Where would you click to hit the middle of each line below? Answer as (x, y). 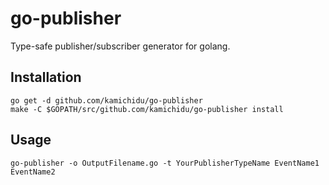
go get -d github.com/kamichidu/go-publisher (106, 100)
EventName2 (33, 172)
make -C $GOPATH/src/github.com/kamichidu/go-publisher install (147, 109)
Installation (46, 77)
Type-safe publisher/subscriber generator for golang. (120, 46)
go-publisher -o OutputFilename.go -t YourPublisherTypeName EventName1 (165, 163)
